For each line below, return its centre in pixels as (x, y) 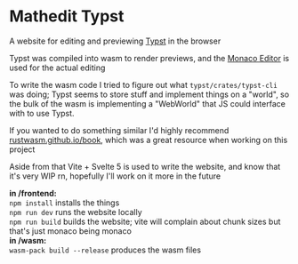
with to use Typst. (42, 113)
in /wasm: (28, 240)
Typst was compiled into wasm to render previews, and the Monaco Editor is (149, 58)
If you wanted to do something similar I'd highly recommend (119, 130)
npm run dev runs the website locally (76, 212)
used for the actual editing (57, 68)
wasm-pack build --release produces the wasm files (105, 250)
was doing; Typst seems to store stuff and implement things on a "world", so (149, 94)
